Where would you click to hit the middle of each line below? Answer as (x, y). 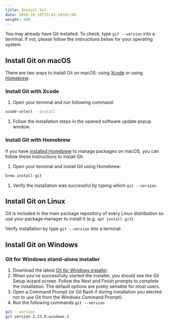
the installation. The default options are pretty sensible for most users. (86, 286)
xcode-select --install (31, 112)
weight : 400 (18, 19)
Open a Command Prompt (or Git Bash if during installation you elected (87, 292)
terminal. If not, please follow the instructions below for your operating (79, 39)
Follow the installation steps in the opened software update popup (82, 121)
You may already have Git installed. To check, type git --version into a (80, 34)
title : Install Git (26, 10)
